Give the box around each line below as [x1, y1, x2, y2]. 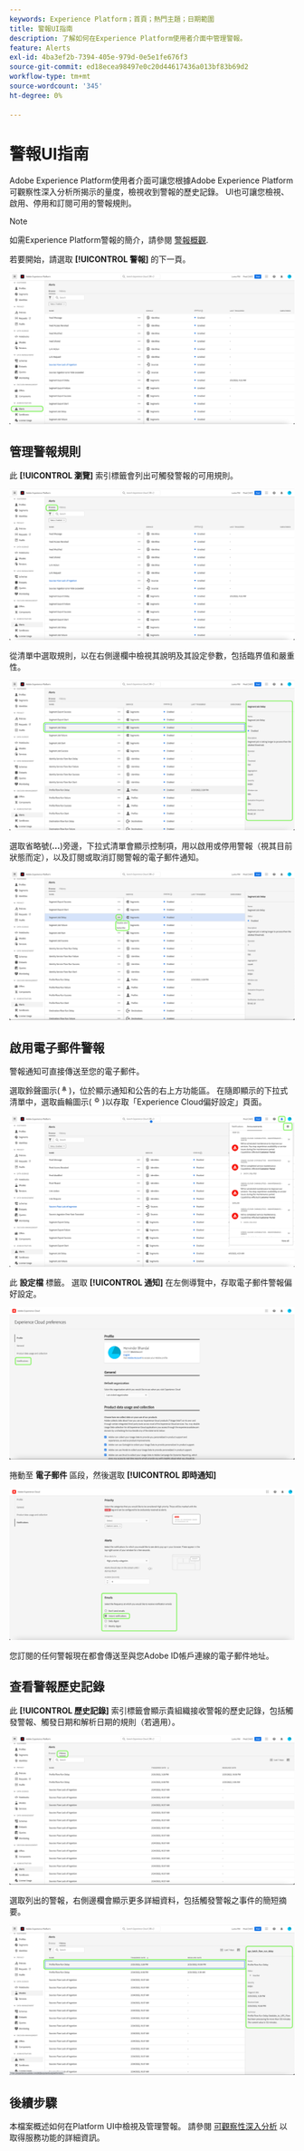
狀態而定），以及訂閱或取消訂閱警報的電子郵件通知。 [9, 852, 204, 863]
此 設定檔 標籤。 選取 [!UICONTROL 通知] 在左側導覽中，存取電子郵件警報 [9, 1278, 285, 1288]
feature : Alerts [9, 43, 71, 53]
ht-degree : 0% [9, 91, 63, 100]
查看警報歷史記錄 [9, 1679, 105, 1694]
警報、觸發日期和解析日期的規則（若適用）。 [16, 1716, 180, 1727]
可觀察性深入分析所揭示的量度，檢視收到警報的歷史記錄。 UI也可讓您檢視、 [9, 187, 290, 198]
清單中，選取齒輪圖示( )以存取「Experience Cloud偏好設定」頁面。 [9, 1096, 267, 1107]
